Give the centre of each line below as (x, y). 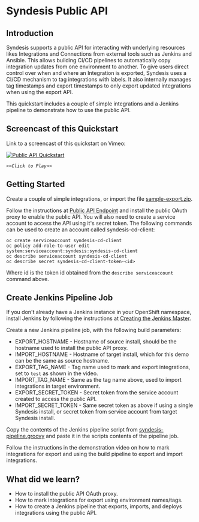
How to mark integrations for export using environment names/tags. (99, 500)
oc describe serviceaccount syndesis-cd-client (67, 256)
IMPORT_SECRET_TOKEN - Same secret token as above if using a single (104, 405)
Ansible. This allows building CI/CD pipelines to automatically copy (88, 60)
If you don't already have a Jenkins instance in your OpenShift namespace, (99, 312)
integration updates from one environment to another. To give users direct (97, 67)
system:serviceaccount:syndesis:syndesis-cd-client (72, 251)
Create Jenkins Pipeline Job (60, 298)
